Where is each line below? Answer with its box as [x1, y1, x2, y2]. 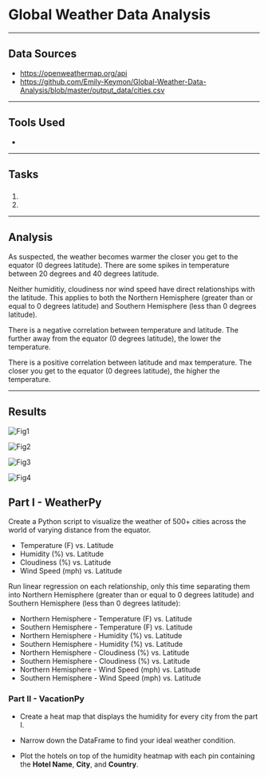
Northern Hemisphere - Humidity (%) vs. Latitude [19, 631, 183, 641]
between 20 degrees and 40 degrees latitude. [8, 269, 160, 278]
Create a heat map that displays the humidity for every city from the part [19, 712, 258, 721]
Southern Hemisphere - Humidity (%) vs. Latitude [19, 640, 183, 649]
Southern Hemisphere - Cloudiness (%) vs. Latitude [19, 657, 191, 666]
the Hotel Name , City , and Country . [19, 759, 139, 769]
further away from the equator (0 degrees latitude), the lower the [8, 333, 222, 343]
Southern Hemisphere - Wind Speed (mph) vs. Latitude [19, 673, 202, 683]
